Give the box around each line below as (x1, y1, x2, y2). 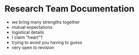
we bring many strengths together (11, 19, 80, 25)
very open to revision (11, 44, 54, 50)
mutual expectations (11, 24, 53, 30)
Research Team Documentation (4, 3, 135, 14)
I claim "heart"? (11, 34, 43, 40)
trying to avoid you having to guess (11, 39, 83, 45)
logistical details (11, 29, 44, 35)
